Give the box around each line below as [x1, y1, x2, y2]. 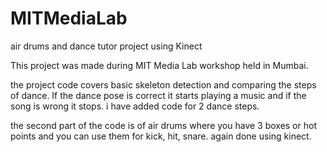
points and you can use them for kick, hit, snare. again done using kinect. [10, 130, 312, 142]
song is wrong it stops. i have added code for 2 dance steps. [10, 100, 260, 112]
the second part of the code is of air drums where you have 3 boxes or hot [10, 119, 317, 131]
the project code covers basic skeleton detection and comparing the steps [10, 78, 317, 91]
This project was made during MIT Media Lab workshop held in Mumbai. [10, 59, 309, 71]
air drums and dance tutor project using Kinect [10, 40, 203, 52]
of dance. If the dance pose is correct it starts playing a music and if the [10, 89, 307, 101]
